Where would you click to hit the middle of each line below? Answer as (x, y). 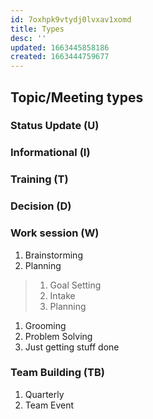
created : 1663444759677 (60, 57)
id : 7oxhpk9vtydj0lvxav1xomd (71, 19)
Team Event (49, 405)
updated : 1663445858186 (60, 47)
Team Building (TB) (57, 373)
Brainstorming (53, 255)
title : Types (37, 29)
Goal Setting (75, 285)
